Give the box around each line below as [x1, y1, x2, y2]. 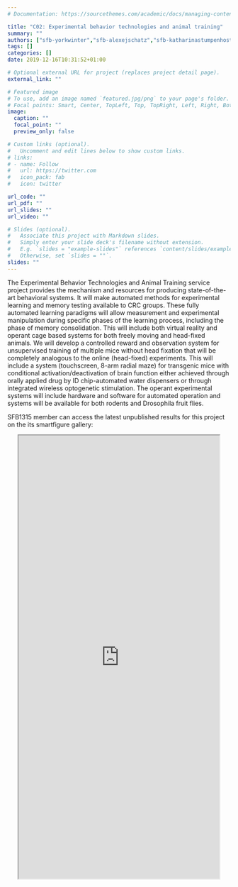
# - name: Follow [7, 160, 59, 167]
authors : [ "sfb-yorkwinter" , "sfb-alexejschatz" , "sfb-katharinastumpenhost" [7, 36, 236, 43]
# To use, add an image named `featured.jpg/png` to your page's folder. [7, 95, 230, 102]
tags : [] [7, 43, 33, 50]
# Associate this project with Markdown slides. [7, 232, 160, 240]
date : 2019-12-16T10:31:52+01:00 [7, 56, 106, 64]
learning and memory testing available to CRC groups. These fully [7, 301, 200, 309]
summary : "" [7, 30, 42, 37]
